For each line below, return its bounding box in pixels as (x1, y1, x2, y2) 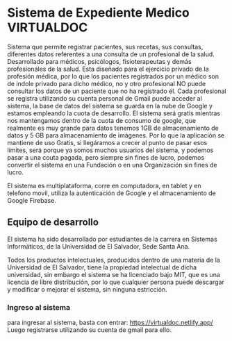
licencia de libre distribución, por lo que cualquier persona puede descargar (7, 278, 224, 286)
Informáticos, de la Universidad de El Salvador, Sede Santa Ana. (7, 242, 190, 251)
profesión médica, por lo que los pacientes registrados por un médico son (7, 72, 219, 81)
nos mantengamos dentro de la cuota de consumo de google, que (7, 116, 197, 124)
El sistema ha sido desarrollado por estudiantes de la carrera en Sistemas (7, 235, 217, 243)
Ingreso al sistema (7, 302, 71, 312)
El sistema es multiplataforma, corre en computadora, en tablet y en (7, 181, 201, 190)
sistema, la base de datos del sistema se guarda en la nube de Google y (7, 101, 213, 110)
